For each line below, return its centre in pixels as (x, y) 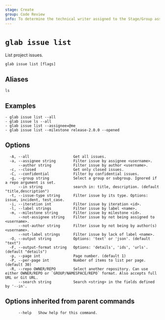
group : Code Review (25, 14)
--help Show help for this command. (58, 313)
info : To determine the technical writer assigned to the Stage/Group (79, 19)
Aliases (17, 79)
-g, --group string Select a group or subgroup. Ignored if (83, 178)
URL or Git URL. (22, 278)
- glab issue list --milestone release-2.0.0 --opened (62, 130)
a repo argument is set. (30, 182)
